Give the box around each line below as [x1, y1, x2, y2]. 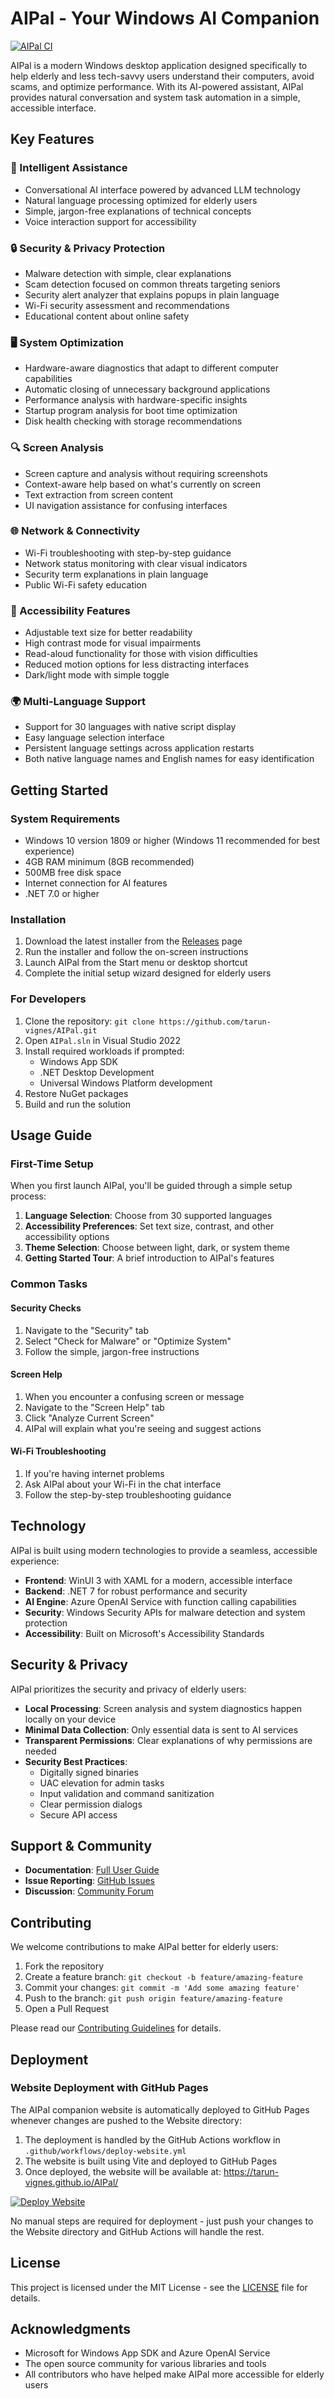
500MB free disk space [24, 867, 122, 879]
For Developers [10, 992, 87, 1006]
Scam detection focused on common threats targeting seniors [24, 278, 281, 290]
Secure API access [39, 1808, 118, 1821]
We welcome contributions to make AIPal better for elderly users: [10, 1941, 279, 1953]
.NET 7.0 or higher [24, 888, 100, 900]
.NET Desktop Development [39, 1066, 155, 1078]
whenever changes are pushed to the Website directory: [10, 2114, 242, 2126]
